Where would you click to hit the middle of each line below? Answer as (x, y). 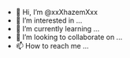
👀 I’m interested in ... (49, 20)
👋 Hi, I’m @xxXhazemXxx (57, 12)
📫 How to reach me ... (52, 46)
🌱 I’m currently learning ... (58, 29)
